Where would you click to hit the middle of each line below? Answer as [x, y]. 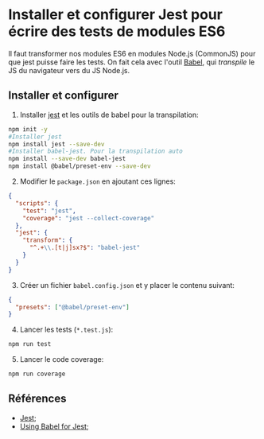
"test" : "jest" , [50, 211]
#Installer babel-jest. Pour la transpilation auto [95, 152]
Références [37, 399]
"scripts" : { [37, 203]
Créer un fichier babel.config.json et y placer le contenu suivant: [127, 285]
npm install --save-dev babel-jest [67, 159]
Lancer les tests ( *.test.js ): [66, 330]
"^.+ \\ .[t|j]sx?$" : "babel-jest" [85, 248]
